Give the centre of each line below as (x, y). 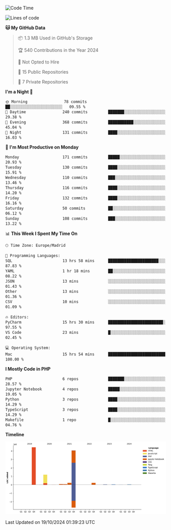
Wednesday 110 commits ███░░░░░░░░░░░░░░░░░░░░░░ (86, 178)
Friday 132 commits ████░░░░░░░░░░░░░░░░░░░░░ (86, 198)
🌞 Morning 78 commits (46, 102)
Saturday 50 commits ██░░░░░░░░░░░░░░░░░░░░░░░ (86, 208)
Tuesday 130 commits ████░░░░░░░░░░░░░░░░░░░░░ (86, 167)
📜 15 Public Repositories (43, 72)
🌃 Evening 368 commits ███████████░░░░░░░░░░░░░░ (86, 122)
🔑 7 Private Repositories (43, 82)
